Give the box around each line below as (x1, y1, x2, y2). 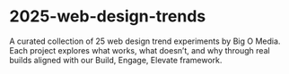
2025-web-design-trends (9, 6, 206, 27)
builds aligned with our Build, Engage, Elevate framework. (9, 54, 223, 65)
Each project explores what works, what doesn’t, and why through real (9, 45, 271, 55)
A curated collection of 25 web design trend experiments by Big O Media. (9, 36, 281, 46)
